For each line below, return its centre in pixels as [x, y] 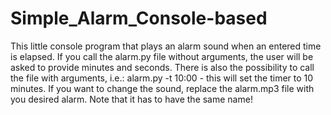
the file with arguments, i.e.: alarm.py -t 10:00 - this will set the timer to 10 [162, 78]
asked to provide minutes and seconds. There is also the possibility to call [162, 67]
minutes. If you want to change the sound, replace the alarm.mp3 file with [162, 88]
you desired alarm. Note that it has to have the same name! [131, 99]
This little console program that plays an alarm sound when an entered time [166, 46]
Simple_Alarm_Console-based [139, 18]
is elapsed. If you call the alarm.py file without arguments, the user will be [162, 56]
